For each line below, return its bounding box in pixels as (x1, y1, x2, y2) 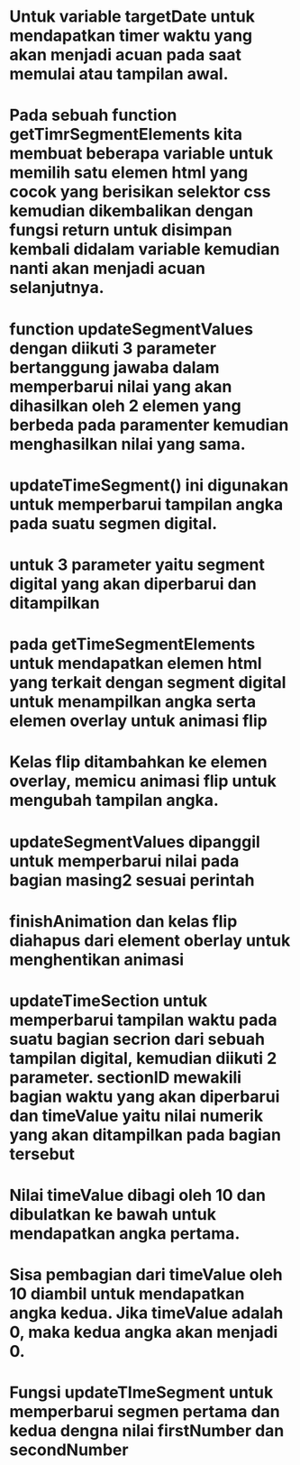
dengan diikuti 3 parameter (9, 338, 217, 358)
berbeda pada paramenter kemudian (9, 415, 289, 435)
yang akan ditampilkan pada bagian (9, 1124, 282, 1145)
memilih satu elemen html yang (9, 162, 249, 183)
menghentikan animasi (9, 949, 185, 970)
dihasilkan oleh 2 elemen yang (9, 395, 241, 416)
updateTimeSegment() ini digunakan (9, 475, 289, 495)
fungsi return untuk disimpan (9, 220, 232, 241)
